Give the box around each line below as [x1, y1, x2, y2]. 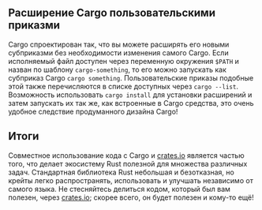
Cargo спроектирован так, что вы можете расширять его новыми [8, 39, 230, 49]
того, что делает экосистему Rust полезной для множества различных [8, 159, 248, 168]
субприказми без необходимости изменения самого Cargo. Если [8, 47, 229, 58]
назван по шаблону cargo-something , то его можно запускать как [8, 65, 227, 74]
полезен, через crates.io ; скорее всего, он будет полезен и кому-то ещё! [8, 193, 254, 202]
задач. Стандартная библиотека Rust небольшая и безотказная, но [8, 167, 234, 177]
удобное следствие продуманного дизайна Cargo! [8, 107, 178, 116]
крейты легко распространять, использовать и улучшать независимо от [8, 175, 254, 185]
